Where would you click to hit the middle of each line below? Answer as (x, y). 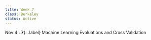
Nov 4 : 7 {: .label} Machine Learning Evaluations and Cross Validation (76, 33)
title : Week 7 (20, 10)
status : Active (21, 19)
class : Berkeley (22, 14)
